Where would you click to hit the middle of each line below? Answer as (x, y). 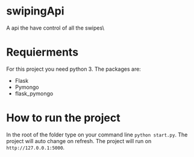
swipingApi (35, 11)
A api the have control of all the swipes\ (55, 28)
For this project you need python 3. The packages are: (74, 69)
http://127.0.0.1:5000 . (36, 147)
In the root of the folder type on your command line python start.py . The (97, 135)
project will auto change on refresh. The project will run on (79, 141)
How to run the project (63, 118)
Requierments (42, 52)
